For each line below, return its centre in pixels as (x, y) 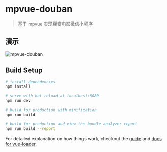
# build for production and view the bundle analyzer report (72, 124)
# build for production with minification (51, 110)
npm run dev (18, 101)
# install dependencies (31, 82)
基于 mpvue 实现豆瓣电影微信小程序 (55, 24)
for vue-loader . (21, 144)
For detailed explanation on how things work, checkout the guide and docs (83, 138)
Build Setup (24, 70)
